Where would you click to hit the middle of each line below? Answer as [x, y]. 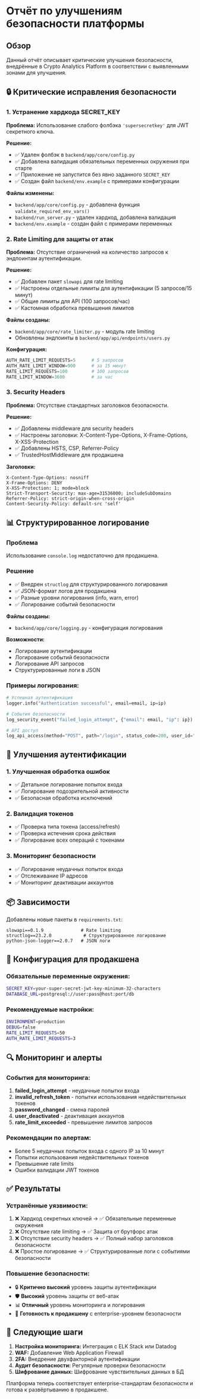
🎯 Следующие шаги [45, 1332]
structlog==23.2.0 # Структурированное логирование [86, 936]
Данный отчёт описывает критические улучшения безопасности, [90, 60]
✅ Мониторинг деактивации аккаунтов [64, 882]
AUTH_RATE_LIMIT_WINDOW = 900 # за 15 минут [66, 366]
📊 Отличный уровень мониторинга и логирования [80, 1305]
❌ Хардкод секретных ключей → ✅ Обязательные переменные [96, 1219]
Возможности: [26, 639]
